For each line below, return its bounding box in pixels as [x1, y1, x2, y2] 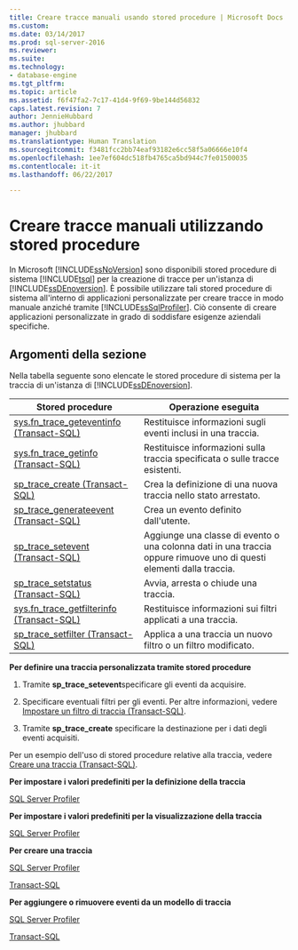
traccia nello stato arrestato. [143, 490, 261, 501]
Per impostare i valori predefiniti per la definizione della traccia [9, 777, 246, 786]
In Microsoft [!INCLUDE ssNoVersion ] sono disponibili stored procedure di [9, 264, 277, 275]
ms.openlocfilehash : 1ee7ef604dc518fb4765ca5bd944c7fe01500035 [9, 153, 248, 163]
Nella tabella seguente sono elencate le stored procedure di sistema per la [9, 371, 281, 380]
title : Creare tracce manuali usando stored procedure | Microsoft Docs [9, 12, 284, 22]
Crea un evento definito [143, 504, 242, 515]
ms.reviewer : [9, 46, 58, 55]
